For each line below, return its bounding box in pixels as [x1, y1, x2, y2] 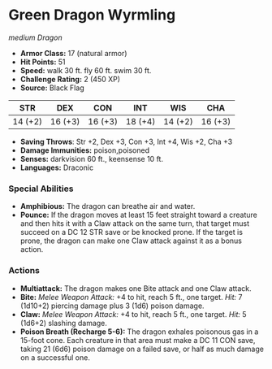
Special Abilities [8, 183, 74, 194]
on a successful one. [19, 352, 91, 362]
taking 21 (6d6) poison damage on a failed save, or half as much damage [19, 344, 264, 354]
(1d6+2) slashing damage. [19, 318, 108, 328]
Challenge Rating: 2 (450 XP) [19, 74, 120, 84]
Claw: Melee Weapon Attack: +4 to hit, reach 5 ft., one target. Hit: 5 [19, 309, 247, 319]
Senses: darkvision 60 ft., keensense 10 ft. [19, 154, 164, 163]
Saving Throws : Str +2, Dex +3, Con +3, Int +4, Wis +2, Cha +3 [19, 137, 233, 146]
